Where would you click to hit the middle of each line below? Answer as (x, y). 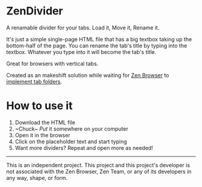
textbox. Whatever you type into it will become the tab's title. (81, 52)
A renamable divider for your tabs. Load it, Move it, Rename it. (83, 28)
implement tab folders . (34, 82)
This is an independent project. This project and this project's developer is (98, 165)
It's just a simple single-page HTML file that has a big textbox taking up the (99, 39)
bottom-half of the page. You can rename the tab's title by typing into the (97, 46)
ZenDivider (35, 11)
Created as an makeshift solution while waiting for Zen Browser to (88, 75)
